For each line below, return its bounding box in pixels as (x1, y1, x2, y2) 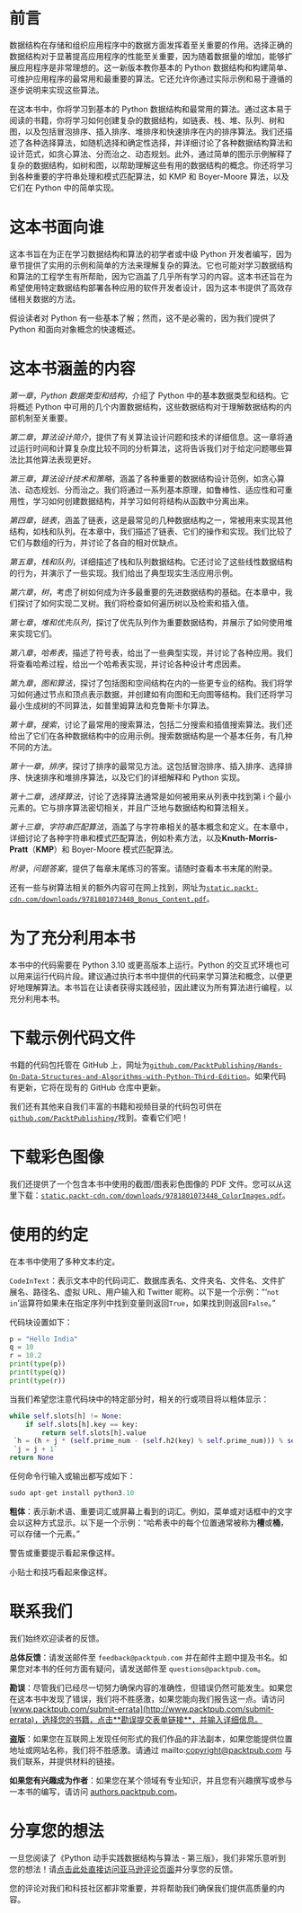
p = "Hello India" (9, 1334, 78, 1343)
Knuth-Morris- (221, 832, 279, 843)
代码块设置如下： (9, 1316, 73, 1327)
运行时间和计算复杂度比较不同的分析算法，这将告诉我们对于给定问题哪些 (16, 442, 285, 454)
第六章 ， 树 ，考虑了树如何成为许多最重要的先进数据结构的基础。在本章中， (9, 586, 285, 598)
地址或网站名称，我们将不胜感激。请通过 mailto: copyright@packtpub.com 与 (9, 1744, 293, 1755)
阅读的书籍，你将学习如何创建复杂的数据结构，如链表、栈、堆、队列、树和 (9, 114, 285, 126)
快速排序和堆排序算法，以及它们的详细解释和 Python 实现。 (24, 772, 245, 783)
